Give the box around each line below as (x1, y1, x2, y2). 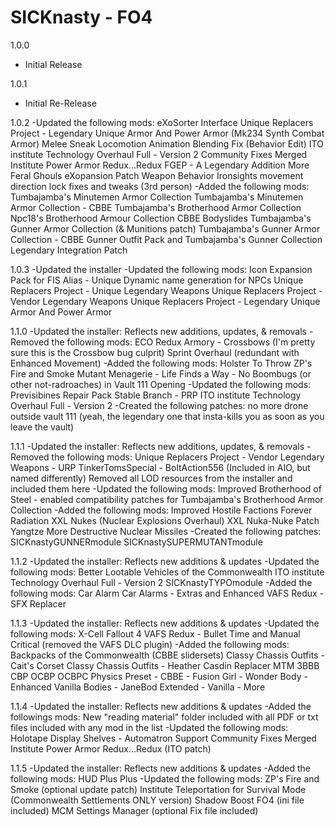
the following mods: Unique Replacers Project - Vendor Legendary (51, 451, 325, 463)
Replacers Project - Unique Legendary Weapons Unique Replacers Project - (10, 284, 323, 296)
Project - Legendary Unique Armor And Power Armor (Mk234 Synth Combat (10, 127, 325, 139)
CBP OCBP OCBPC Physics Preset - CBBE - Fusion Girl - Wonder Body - (10, 670, 308, 682)
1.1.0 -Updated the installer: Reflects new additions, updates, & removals (10, 325, 308, 337)
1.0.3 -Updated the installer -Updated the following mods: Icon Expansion (10, 263, 313, 275)
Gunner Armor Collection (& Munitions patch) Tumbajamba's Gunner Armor (10, 222, 321, 235)
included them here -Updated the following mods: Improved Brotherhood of (10, 482, 322, 495)
